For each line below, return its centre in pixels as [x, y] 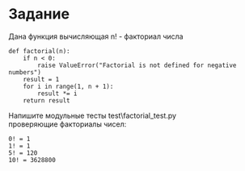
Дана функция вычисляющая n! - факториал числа [96, 36]
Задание [39, 14]
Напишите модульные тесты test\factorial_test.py [92, 115]
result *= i [58, 94]
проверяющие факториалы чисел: [68, 124]
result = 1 [41, 79]
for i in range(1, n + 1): [68, 86]
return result [46, 100]
